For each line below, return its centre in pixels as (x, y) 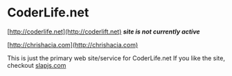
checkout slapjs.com (37, 65)
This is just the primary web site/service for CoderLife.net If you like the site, (116, 58)
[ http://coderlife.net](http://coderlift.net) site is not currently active (104, 31)
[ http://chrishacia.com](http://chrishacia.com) (73, 45)
